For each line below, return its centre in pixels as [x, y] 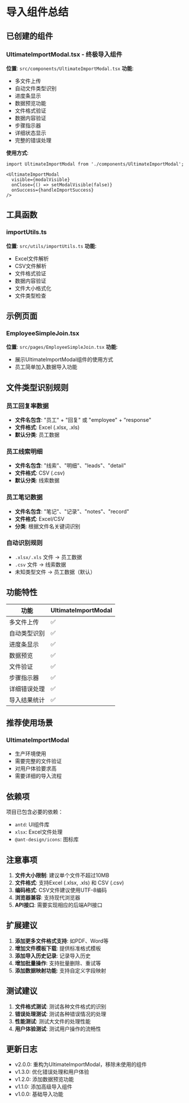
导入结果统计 [27, 700]
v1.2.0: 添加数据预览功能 [44, 1079]
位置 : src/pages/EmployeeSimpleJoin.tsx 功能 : [62, 347]
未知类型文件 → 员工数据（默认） [55, 572]
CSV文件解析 [31, 266]
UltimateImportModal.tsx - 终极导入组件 [64, 54]
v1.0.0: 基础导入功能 [39, 1094]
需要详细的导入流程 [38, 776]
